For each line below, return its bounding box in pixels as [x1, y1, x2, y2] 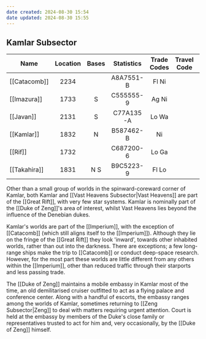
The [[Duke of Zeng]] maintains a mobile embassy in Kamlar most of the [6, 280, 189, 288]
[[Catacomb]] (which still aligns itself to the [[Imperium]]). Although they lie [6, 229, 196, 237]
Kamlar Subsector [6, 37, 77, 48]
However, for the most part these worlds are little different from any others [6, 256, 194, 263]
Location [55, 59, 82, 68]
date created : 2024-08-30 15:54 [6, 9, 89, 15]
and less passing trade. [6, 269, 66, 276]
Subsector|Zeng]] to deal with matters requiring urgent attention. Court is [6, 307, 192, 314]
